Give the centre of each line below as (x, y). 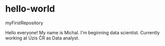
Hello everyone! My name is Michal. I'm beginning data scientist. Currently (82, 32)
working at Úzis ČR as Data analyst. (42, 38)
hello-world (30, 9)
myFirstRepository (24, 23)
